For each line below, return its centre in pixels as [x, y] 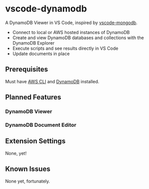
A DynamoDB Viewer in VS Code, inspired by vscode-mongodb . [71, 23]
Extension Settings [35, 141]
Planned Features [33, 98]
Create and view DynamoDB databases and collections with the [78, 38]
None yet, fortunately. [28, 181]
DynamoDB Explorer [33, 43]
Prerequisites [27, 69]
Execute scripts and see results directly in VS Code [65, 48]
